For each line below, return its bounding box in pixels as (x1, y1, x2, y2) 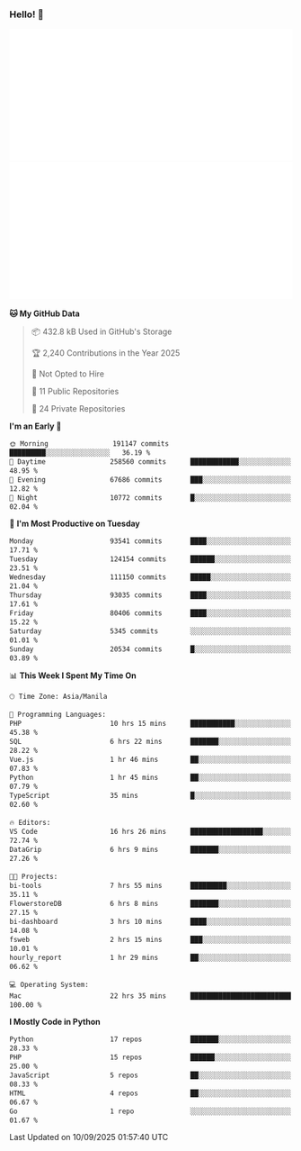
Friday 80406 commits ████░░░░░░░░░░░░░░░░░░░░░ (9, 608, 292, 618)
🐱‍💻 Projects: (9, 872, 58, 881)
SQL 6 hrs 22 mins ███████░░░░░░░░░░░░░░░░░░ (9, 737, 292, 746)
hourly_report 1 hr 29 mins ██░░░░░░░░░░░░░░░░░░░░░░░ (9, 953, 292, 962)
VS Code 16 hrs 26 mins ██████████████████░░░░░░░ (9, 827, 292, 836)
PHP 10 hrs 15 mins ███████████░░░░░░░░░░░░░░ (9, 719, 292, 728)
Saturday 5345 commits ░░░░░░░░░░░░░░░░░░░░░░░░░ (9, 626, 292, 636)
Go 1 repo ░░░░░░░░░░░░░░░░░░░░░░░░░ (9, 1107, 292, 1116)
